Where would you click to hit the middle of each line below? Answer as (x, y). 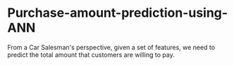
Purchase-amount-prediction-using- (117, 13)
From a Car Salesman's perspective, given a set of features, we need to (111, 47)
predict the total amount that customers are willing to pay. (91, 55)
